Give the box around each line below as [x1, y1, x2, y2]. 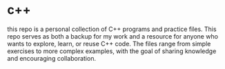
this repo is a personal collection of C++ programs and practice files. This [7, 25, 217, 33]
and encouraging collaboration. [7, 54, 97, 62]
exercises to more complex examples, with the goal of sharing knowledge [7, 47, 217, 55]
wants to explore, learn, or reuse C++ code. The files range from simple [7, 39, 211, 48]
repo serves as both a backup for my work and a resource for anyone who [7, 32, 219, 40]
